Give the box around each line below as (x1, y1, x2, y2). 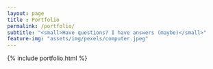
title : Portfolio (7, 16, 60, 23)
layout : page (7, 10, 45, 17)
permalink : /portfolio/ (7, 23, 75, 29)
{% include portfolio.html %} (7, 54, 88, 62)
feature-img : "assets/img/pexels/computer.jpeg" (7, 36, 149, 42)
